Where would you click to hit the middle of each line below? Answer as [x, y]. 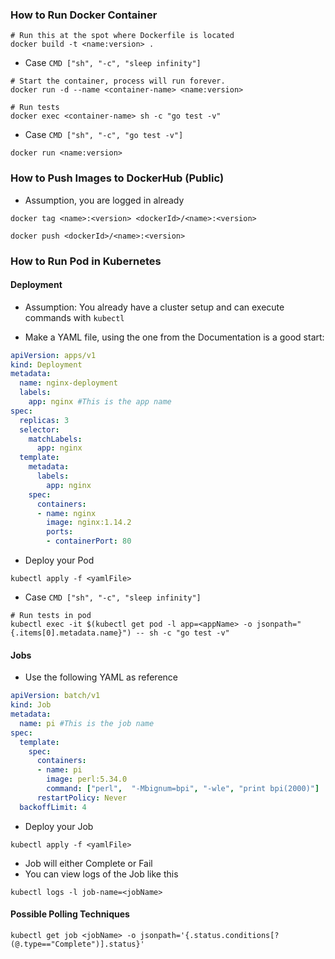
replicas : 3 [44, 420]
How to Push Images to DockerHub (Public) [117, 178]
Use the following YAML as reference [101, 677]
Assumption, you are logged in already [104, 200]
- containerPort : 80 [89, 541]
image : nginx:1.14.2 [89, 523]
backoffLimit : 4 [53, 807]
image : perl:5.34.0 [87, 779]
